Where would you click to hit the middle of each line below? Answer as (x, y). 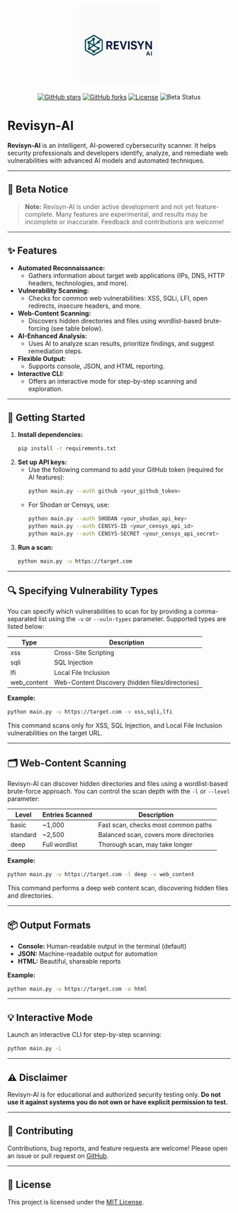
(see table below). (77, 328)
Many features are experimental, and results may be (131, 214)
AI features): (46, 478)
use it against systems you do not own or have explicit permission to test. (118, 1102)
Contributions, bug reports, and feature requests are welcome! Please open (118, 1148)
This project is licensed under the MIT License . (76, 1202)
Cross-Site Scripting (84, 653)
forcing (39, 328)
